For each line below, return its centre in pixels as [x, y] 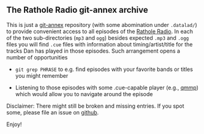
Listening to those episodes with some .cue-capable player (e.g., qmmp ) [107, 87]
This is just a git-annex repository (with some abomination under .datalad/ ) [102, 24]
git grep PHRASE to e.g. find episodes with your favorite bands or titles [104, 69]
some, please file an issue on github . [53, 112]
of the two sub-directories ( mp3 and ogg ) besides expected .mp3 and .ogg [98, 38]
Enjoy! [14, 124]
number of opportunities [37, 57]
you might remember [42, 75]
